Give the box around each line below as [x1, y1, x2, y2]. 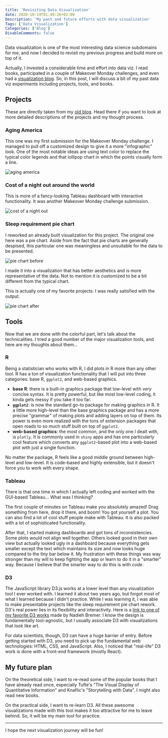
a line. [5, 159, 18, 166]
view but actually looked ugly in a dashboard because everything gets [5, 540, 149, 546]
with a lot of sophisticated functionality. [5, 520, 86, 526]
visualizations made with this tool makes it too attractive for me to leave [5, 707, 152, 713]
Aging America [5, 127, 42, 134]
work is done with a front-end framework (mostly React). [5, 649, 122, 655]
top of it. [5, 55, 22, 61]
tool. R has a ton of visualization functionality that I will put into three [5, 371, 146, 377]
